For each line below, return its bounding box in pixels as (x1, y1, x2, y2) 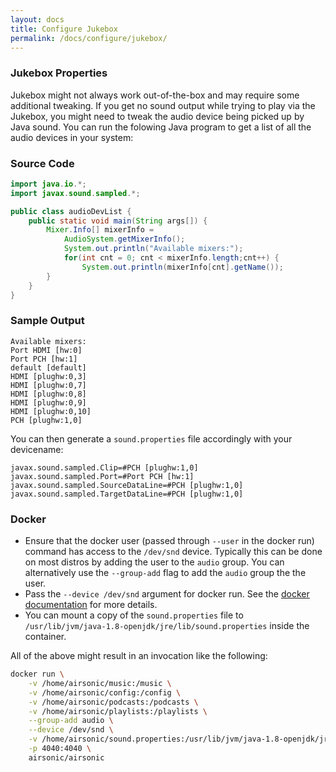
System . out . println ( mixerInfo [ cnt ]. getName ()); (81, 262, 284, 272)
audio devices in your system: (10, 131, 134, 143)
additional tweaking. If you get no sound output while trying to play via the (10, 99, 316, 111)
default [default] (10, 362, 87, 373)
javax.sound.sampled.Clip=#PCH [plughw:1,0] (10, 462, 199, 473)
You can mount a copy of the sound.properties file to (24, 609, 244, 621)
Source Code (10, 156, 75, 170)
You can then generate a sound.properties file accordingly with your (10, 432, 293, 445)
